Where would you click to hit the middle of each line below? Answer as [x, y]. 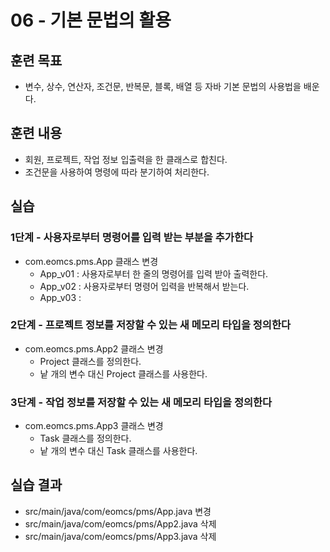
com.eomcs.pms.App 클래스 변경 [91, 261]
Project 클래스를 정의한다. [90, 361]
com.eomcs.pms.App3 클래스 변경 [94, 426]
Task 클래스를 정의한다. [85, 438]
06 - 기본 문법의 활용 [91, 20]
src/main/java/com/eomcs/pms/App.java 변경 [118, 511]
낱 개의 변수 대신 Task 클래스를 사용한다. [118, 451]
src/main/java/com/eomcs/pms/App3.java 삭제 [120, 536]
